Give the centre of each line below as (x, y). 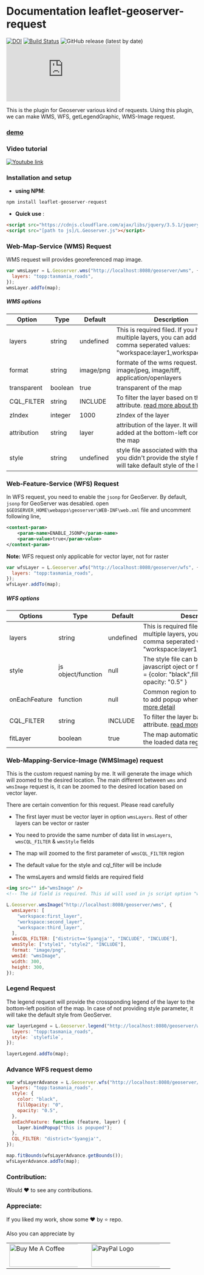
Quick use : (29, 214)
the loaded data (165, 742)
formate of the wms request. (157, 362)
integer (61, 415)
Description (171, 320)
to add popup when (171, 699)
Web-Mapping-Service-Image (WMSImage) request (85, 760)
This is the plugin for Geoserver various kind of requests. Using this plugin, (100, 110)
